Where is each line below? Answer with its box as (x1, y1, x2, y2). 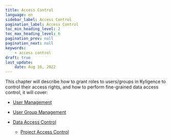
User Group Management (12, 109, 66, 115)
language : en (5, 12, 33, 17)
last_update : (5, 60, 33, 65)
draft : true (5, 55, 31, 60)
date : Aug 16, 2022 (14, 64, 56, 69)
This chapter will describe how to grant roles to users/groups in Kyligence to (5, 79, 166, 85)
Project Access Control (20, 129, 69, 135)
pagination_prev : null (5, 36, 54, 41)
